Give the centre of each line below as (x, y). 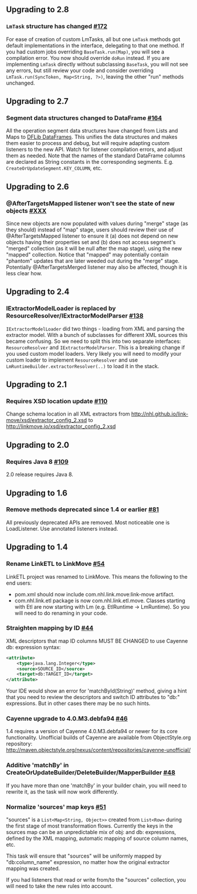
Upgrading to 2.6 (38, 186)
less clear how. (24, 274)
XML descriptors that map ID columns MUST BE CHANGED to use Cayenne (97, 641)
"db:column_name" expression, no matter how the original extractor (88, 862)
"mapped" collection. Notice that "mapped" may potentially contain (87, 255)
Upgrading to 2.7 (37, 101)
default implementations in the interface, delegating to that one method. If (95, 45)
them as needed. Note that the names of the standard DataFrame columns (96, 156)
